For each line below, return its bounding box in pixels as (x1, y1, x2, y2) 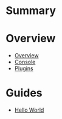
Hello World (14, 106, 44, 114)
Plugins (14, 65, 34, 72)
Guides (5, 86, 43, 100)
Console (14, 59, 36, 66)
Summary (5, 4, 56, 18)
